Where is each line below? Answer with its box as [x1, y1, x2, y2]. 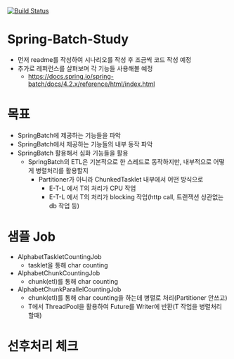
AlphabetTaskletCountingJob [17, 252, 102, 260]
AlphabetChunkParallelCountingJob [17, 285, 122, 294]
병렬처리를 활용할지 [35, 166, 89, 175]
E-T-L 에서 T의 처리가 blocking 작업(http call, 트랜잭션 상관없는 [48, 192, 224, 201]
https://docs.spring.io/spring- [27, 72, 115, 80]
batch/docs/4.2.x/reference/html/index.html [27, 80, 155, 88]
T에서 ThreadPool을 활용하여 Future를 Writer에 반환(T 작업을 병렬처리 [27, 302, 223, 310]
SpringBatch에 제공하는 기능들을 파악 [17, 131, 122, 139]
